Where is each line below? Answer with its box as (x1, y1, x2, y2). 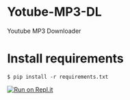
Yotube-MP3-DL (7, 4, 103, 20)
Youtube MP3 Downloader (7, 27, 81, 35)
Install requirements (7, 51, 125, 66)
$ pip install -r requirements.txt (7, 73, 109, 80)
